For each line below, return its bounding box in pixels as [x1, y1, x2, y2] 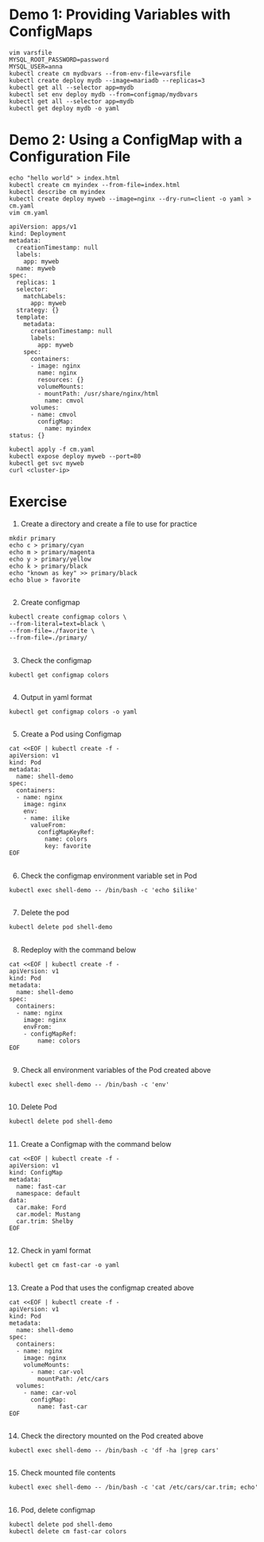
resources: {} [37, 375, 84, 383]
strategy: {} [16, 306, 60, 314]
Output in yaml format [20, 692, 92, 701]
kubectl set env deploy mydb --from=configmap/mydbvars [9, 90, 198, 99]
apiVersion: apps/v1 [9, 223, 78, 231]
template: [16, 313, 49, 321]
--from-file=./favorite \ [9, 627, 95, 635]
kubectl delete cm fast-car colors [9, 1527, 127, 1536]
